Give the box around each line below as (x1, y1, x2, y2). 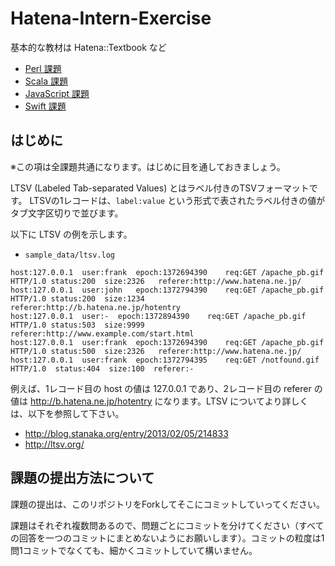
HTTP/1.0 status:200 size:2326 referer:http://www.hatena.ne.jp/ (10, 276, 302, 286)
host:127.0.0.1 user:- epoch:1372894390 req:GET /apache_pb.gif (10, 311, 307, 321)
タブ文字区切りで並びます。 (10, 207, 124, 219)
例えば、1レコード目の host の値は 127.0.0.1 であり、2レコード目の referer (10, 382, 312, 394)
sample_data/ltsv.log (24, 250, 115, 260)
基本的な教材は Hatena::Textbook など (10, 41, 167, 53)
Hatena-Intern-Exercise (10, 7, 212, 30)
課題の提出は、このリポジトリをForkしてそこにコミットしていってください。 (10, 498, 325, 510)
